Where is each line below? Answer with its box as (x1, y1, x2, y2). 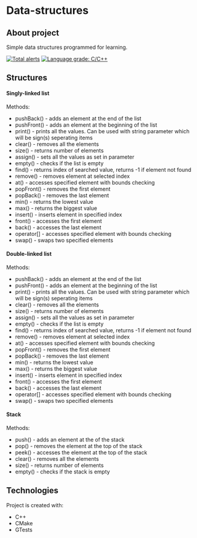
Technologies (6, 486, 59, 496)
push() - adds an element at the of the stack (14, 436, 125, 443)
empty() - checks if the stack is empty (14, 468, 110, 475)
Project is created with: (6, 501, 64, 508)
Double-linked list (6, 250, 52, 258)
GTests (14, 526, 33, 533)
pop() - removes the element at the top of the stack (14, 443, 143, 449)
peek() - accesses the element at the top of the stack (14, 449, 148, 456)
